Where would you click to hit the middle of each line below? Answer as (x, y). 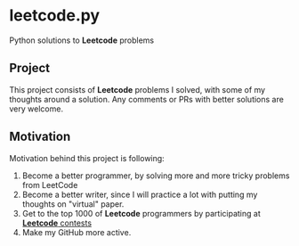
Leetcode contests (57, 223)
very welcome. (36, 109)
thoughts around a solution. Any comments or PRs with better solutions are (147, 99)
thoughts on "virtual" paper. (73, 204)
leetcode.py (55, 16)
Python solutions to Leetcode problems (81, 40)
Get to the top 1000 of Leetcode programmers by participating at (141, 213)
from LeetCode (50, 184)
